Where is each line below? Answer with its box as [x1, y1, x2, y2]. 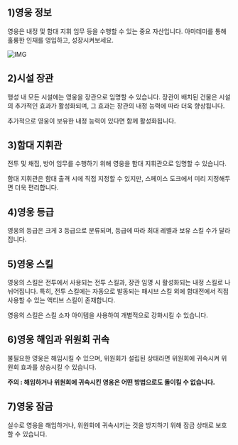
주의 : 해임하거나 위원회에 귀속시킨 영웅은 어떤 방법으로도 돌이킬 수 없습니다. [7, 378, 215, 386]
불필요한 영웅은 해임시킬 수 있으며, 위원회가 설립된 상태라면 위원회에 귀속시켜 [7, 353, 220, 362]
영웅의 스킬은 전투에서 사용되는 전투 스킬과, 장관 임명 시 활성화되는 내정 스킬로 [7, 278, 224, 287]
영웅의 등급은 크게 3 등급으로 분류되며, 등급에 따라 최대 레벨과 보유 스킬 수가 [7, 226, 218, 235]
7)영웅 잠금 [7, 400, 53, 413]
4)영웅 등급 [7, 206, 55, 218]
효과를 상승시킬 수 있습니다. [20, 363, 97, 371]
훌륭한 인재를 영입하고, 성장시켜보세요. [7, 35, 114, 44]
